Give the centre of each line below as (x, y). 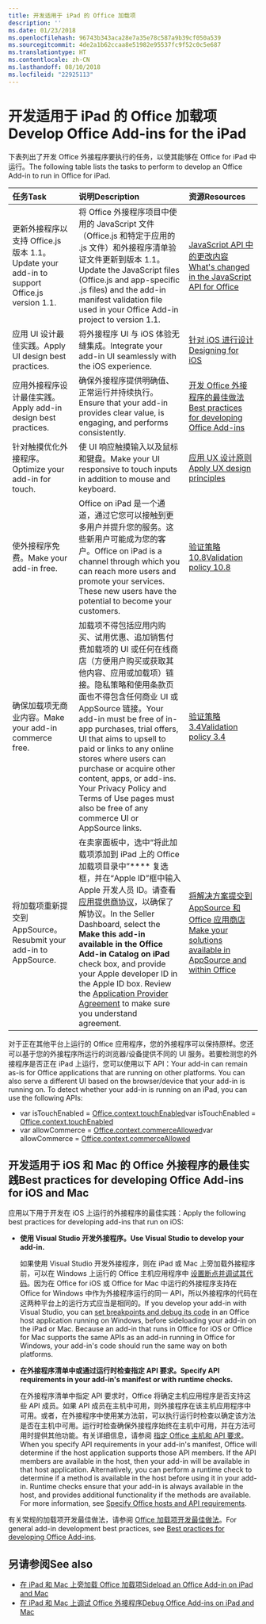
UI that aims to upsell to (122, 738)
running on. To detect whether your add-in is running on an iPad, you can (128, 1089)
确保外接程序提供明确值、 (126, 380)
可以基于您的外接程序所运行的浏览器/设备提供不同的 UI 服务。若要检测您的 (129, 1053)
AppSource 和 (215, 907)
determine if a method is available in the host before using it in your (129, 1478)
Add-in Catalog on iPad (124, 954)
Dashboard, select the (120, 924)
